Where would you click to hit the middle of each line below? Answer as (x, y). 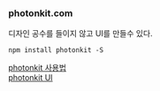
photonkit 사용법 (38, 68)
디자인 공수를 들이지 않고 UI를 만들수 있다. (80, 34)
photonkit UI (31, 78)
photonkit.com (41, 13)
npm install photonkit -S (56, 50)
